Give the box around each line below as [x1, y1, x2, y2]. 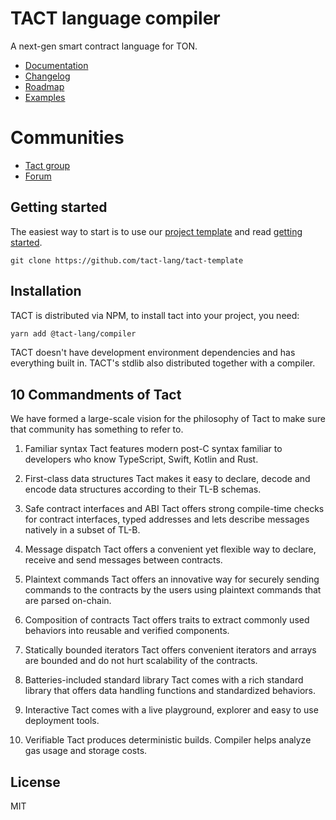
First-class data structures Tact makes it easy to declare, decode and [24, 473, 311, 485]
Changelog [24, 70, 71, 82]
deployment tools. [24, 715, 100, 727]
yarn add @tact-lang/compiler [10, 328, 137, 339]
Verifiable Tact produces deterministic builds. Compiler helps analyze [24, 734, 312, 746]
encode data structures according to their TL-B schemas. [24, 483, 262, 496]
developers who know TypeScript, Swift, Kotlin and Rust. [24, 453, 259, 466]
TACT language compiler [10, 7, 221, 30]
